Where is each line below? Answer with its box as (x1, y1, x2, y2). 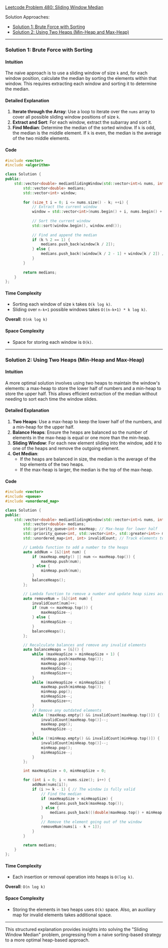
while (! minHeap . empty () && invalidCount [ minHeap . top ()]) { (31, 736, 160, 741)
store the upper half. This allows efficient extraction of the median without (5, 391, 157, 397)
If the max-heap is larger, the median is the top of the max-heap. (19, 467, 153, 473)
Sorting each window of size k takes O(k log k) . (12, 301, 112, 307)
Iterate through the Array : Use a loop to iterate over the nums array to (12, 109, 155, 115)
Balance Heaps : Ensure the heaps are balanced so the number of (12, 429, 147, 435)
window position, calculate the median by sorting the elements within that (5, 75, 157, 81)
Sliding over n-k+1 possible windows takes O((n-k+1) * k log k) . (12, 307, 147, 313)
